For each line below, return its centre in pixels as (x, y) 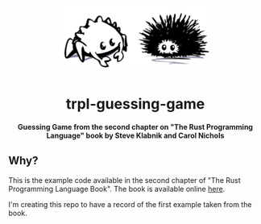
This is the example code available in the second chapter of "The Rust (124, 180)
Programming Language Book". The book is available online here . (117, 189)
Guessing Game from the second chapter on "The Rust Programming (135, 127)
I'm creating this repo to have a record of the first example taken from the (130, 204)
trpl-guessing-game (135, 104)
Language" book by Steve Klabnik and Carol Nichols (135, 135)
